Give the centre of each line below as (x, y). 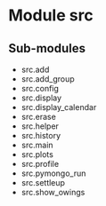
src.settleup (43, 182)
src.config (40, 88)
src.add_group (48, 79)
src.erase (39, 117)
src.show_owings (53, 192)
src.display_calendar (59, 107)
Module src (51, 16)
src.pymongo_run (53, 173)
